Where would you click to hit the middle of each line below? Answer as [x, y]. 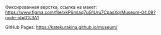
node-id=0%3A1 [22, 17]
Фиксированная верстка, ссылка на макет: [51, 7]
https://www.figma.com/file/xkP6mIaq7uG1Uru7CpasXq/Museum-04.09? [80, 12]
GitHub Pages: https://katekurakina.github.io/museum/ [61, 27]
